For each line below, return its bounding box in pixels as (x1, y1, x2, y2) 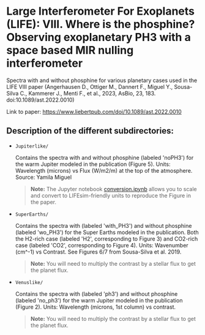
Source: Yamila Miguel (15, 173, 72, 181)
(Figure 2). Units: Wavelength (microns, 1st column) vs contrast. (15, 303, 176, 311)
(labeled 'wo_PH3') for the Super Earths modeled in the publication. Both (15, 228, 199, 236)
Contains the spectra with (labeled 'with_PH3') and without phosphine (15, 222, 192, 229)
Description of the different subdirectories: (6, 126, 174, 136)
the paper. (30, 198, 57, 206)
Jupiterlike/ (15, 143, 49, 149)
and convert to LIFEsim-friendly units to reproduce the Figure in (30, 192, 192, 199)
